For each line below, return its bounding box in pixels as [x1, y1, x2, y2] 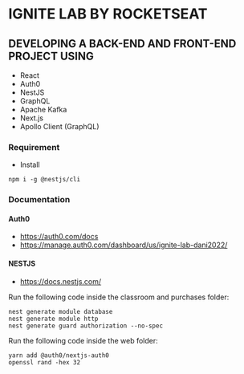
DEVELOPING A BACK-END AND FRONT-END [8, 37, 237, 51]
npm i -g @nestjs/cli [8, 176, 81, 184]
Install [19, 160, 40, 169]
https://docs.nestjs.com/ [19, 276, 102, 286]
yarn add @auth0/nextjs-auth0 [8, 351, 110, 360]
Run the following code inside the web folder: [8, 335, 158, 345]
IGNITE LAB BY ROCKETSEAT [8, 5, 208, 23]
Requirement [8, 141, 60, 152]
